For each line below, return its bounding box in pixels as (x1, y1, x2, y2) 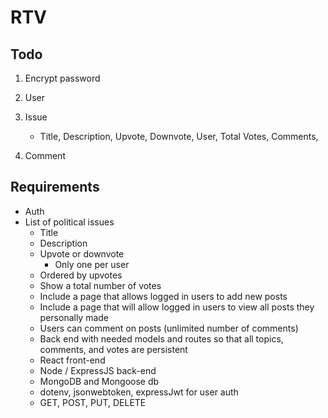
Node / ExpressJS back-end (39, 364, 157, 376)
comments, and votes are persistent (39, 343, 188, 355)
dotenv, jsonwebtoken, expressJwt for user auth (39, 386, 239, 398)
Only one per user (54, 258, 130, 270)
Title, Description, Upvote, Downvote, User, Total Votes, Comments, (39, 131, 319, 142)
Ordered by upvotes (39, 269, 123, 281)
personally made (39, 311, 110, 323)
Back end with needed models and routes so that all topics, (39, 332, 284, 345)
